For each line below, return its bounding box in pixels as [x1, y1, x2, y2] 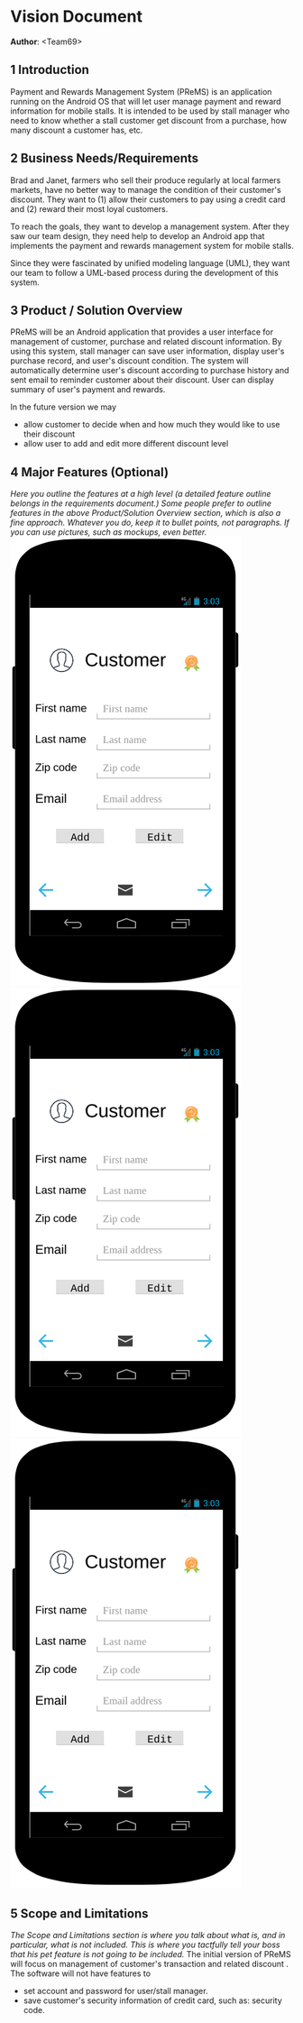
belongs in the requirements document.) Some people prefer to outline [10, 498, 272, 509]
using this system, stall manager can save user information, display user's [10, 345, 285, 357]
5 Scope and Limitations [10, 1906, 149, 1921]
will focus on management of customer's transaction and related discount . [10, 1959, 289, 1969]
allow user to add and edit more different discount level [23, 438, 229, 449]
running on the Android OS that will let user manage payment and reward [10, 96, 282, 106]
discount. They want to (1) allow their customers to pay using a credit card [10, 194, 286, 205]
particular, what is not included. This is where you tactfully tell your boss [10, 1939, 280, 1950]
